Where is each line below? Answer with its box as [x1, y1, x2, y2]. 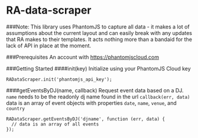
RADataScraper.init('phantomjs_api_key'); [6, 76, 112, 82]
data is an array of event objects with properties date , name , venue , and [6, 99, 177, 107]
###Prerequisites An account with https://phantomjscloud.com [6, 53, 160, 60]
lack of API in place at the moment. [6, 42, 92, 49]
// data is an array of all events [11, 121, 99, 127]
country [6, 105, 25, 111]
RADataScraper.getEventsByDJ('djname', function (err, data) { [6, 116, 165, 122]
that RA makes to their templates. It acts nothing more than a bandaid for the [6, 36, 192, 43]
